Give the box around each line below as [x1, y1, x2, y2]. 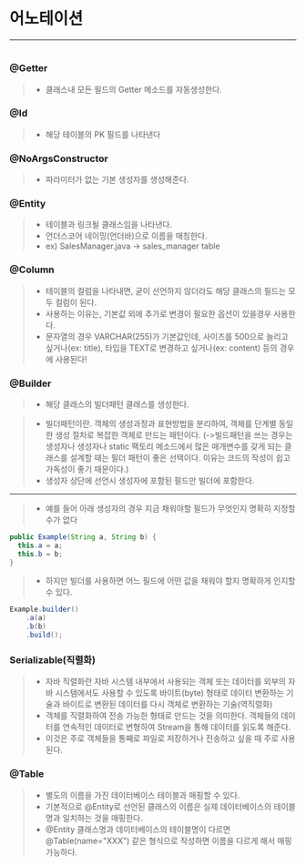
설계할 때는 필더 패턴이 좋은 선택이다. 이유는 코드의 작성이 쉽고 [69, 452, 291, 463]
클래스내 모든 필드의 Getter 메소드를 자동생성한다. [45, 84, 223, 95]
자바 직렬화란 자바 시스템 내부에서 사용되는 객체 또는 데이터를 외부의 [45, 676, 287, 688]
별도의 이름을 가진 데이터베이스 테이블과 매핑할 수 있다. [45, 790, 240, 800]
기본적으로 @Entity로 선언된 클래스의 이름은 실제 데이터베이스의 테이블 [45, 800, 296, 811]
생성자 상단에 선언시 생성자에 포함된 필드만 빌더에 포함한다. [45, 474, 255, 485]
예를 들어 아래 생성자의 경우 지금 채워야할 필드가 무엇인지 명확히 [45, 503, 271, 514]
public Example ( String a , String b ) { [9, 532, 157, 542]
